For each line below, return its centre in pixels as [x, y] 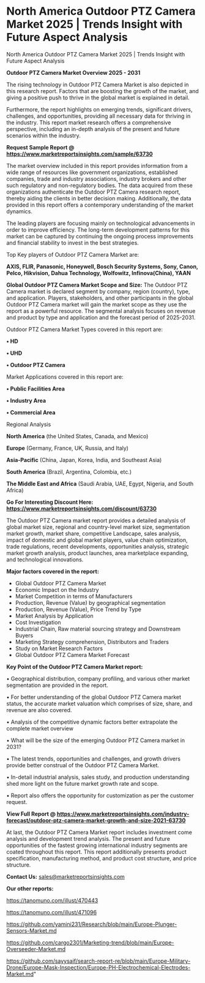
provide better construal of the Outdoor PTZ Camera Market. [83, 765]
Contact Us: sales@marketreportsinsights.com [66, 876]
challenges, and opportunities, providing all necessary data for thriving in [99, 116]
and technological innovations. [45, 560]
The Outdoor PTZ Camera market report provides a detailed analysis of [96, 520]
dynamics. [19, 211]
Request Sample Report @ [40, 147]
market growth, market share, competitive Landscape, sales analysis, [94, 533]
